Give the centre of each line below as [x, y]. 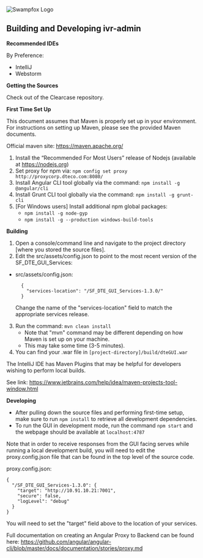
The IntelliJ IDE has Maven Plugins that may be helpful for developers [94, 363]
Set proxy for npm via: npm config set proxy [71, 171]
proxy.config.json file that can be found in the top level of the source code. [100, 456]
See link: [17, 382]
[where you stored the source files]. [60, 249]
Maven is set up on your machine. [67, 339]
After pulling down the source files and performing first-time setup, [100, 412]
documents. [21, 134]
